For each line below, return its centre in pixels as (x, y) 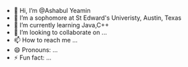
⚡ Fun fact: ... (32, 57)
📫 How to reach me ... (45, 40)
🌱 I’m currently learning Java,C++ (61, 25)
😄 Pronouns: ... (36, 50)
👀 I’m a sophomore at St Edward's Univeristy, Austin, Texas (97, 18)
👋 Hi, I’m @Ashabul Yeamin (52, 11)
